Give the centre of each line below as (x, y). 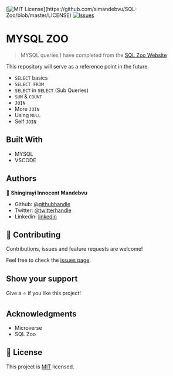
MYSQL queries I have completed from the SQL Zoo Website (94, 55)
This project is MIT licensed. (40, 367)
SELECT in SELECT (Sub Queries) (52, 90)
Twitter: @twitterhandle (43, 210)
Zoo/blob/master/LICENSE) (39, 15)
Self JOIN (26, 121)
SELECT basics (31, 78)
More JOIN (27, 109)
